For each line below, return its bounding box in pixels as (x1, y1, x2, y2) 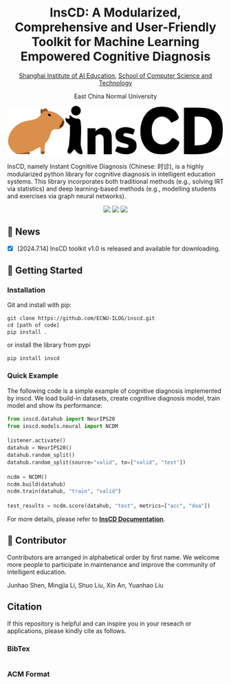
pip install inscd (7, 355, 60, 362)
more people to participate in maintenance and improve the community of (7, 560, 216, 568)
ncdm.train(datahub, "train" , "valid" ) (7, 488, 122, 495)
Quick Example (7, 371, 58, 381)
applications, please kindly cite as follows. (7, 626, 126, 634)
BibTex (7, 643, 30, 653)
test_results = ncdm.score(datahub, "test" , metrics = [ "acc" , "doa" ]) (7, 502, 211, 510)
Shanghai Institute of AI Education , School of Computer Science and (19, 71, 212, 80)
